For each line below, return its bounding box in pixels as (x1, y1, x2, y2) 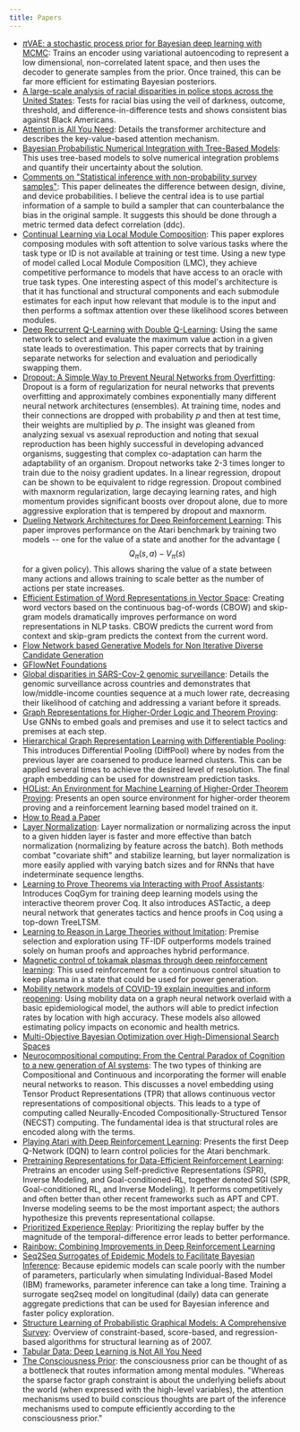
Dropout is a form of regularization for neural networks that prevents (21, 381, 275, 391)
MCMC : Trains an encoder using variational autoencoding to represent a (21, 47, 289, 58)
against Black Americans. (21, 114, 116, 125)
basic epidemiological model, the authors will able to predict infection (21, 1003, 279, 1014)
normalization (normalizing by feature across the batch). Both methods (21, 840, 284, 851)
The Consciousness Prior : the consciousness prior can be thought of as (21, 1356, 288, 1366)
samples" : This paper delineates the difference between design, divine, (21, 180, 287, 191)
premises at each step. (21, 726, 107, 737)
